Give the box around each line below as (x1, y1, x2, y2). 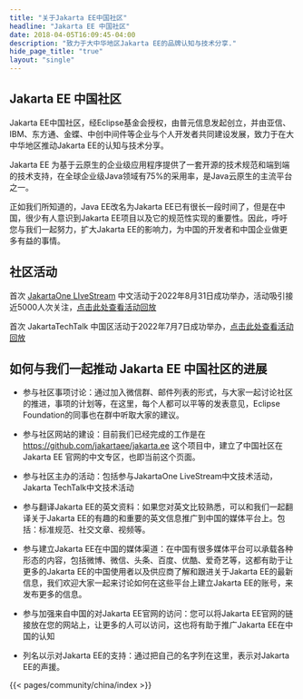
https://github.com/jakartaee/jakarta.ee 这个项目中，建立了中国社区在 (22, 440, 283, 451)
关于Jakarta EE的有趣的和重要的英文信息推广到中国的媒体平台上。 (30, 513, 278, 524)
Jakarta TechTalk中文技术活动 (22, 482, 134, 493)
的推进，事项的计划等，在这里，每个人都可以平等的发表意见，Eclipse (22, 399, 281, 409)
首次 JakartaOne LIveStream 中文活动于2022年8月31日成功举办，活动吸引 (9, 290, 286, 300)
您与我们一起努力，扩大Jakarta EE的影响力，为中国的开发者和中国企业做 (9, 223, 280, 234)
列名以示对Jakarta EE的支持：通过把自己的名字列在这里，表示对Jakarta (22, 650, 290, 661)
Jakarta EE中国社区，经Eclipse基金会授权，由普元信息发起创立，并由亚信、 (9, 117, 291, 128)
